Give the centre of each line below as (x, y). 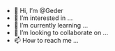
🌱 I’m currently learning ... (51, 25)
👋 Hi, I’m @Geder (39, 11)
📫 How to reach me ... (46, 40)
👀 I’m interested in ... (43, 18)
